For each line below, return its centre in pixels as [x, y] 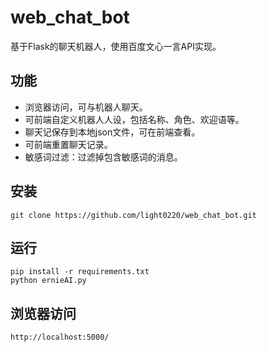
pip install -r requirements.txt [80, 272]
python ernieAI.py [48, 281]
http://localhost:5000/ [60, 337]
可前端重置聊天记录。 [68, 144]
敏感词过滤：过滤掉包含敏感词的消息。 [103, 157]
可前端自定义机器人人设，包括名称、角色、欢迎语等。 [134, 119]
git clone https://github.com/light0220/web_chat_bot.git [133, 215]
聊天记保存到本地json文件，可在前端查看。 [112, 132]
